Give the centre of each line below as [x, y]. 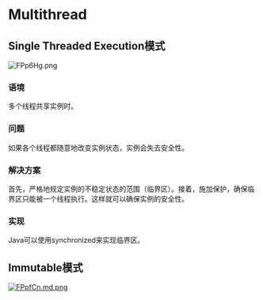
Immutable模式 [46, 267]
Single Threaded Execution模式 [87, 46]
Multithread [48, 15]
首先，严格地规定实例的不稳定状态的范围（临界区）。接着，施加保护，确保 [128, 189]
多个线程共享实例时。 [43, 106]
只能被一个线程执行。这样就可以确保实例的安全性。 [105, 198]
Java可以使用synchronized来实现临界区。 [76, 240]
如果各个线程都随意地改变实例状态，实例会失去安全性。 [98, 148]
